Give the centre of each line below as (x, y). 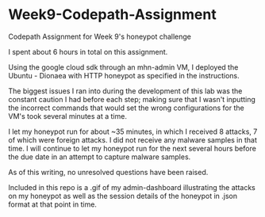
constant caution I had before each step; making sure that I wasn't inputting (132, 99)
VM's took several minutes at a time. (67, 116)
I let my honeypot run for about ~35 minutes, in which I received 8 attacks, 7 (133, 131)
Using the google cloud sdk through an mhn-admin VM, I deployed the (123, 67)
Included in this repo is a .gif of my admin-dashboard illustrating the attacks (132, 187)
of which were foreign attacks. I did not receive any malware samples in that (133, 139)
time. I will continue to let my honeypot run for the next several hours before (132, 148)
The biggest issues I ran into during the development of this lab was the (125, 91)
